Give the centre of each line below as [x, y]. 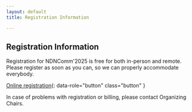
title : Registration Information [48, 17]
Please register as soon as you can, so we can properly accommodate [92, 68]
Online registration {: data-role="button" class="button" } [76, 86]
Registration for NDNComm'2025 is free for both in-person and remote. [94, 61]
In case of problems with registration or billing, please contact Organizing [96, 97]
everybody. [20, 74]
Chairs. [15, 104]
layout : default [26, 12]
